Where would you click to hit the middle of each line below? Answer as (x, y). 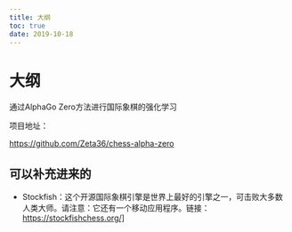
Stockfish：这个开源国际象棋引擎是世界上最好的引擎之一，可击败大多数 (152, 197)
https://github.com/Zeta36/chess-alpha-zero (92, 144)
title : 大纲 (30, 17)
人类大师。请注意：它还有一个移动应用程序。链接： (116, 208)
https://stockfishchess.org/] (73, 218)
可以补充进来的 (50, 174)
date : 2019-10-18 (41, 34)
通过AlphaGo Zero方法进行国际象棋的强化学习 (93, 107)
